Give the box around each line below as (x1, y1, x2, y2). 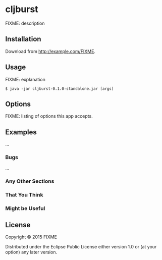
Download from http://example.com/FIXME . (5, 48, 96, 54)
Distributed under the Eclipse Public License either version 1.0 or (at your (5, 244, 157, 250)
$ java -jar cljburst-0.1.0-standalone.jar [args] (5, 86, 114, 91)
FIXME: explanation (5, 76, 45, 82)
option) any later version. (5, 249, 57, 255)
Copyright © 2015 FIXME (5, 234, 57, 240)
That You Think (5, 191, 43, 198)
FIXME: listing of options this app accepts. (5, 113, 93, 119)
